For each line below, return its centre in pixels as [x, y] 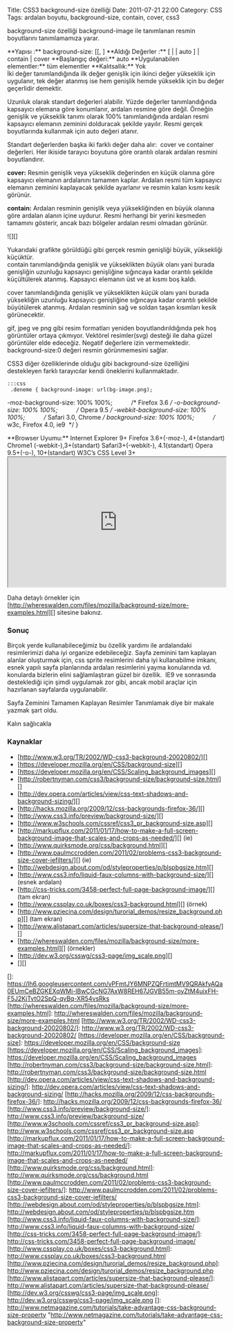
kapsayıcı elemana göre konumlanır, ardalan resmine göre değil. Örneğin [110, 109]
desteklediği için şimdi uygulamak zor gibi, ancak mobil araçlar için [102, 682]
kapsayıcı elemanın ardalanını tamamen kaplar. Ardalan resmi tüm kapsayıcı [114, 180]
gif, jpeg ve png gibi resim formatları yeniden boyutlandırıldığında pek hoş [112, 328]
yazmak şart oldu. [33, 710]
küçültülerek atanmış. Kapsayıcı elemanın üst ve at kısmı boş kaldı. [102, 279]
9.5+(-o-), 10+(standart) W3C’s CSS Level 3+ [72, 453]
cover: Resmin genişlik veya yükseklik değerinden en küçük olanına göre [111, 173]
